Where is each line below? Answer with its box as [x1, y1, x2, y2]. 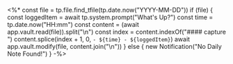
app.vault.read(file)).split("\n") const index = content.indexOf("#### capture [7, 28, 226, 36]
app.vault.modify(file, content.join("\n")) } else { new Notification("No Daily [7, 43, 223, 50]
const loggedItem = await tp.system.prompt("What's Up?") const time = [7, 13, 214, 21]
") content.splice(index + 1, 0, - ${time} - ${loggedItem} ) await [7, 35, 190, 43]
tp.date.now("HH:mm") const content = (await [7, 21, 139, 28]
